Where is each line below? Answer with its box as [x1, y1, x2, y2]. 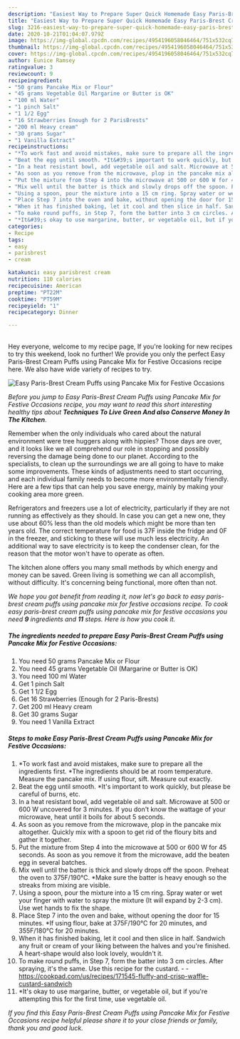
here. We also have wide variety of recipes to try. [8, 365, 152, 373]
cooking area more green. [8, 490, 84, 498]
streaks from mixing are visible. [18, 881, 111, 890]
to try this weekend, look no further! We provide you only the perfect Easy [8, 350, 225, 358]
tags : [8, 236, 24, 244]
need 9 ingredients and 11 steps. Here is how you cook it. [8, 615, 176, 623]
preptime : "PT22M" [8, 288, 63, 296]
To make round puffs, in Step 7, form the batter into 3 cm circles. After [18, 957, 224, 965]
